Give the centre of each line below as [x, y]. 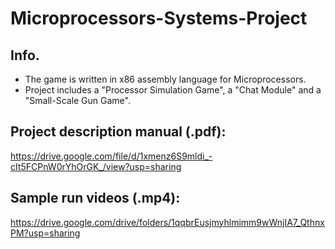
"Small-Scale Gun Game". [77, 100]
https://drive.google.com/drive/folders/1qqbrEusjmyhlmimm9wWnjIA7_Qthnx [167, 222]
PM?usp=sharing [45, 233]
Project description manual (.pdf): [118, 132]
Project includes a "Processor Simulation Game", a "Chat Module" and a [173, 90]
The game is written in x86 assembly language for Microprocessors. [165, 79]
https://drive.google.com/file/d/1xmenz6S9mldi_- [111, 156]
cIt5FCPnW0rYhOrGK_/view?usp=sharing [96, 166]
